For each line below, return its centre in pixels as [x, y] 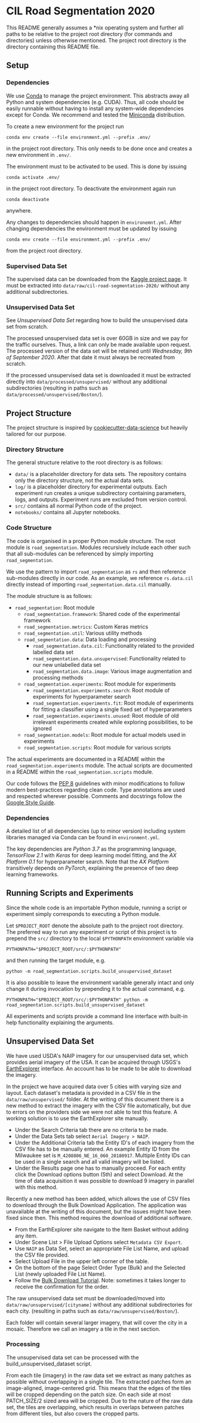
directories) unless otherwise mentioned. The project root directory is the [96, 40]
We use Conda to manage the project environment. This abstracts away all [98, 95]
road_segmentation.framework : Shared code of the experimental [102, 614]
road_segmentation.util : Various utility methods [83, 633]
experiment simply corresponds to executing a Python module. [84, 914]
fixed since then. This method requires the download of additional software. [99, 1218]
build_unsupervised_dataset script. [49, 1364]
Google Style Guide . [31, 802]
